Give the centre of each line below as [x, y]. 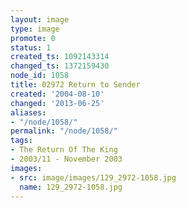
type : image [35, 29]
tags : [21, 141]
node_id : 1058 [40, 76]
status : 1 [31, 47]
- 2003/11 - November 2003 [66, 159]
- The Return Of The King [64, 150]
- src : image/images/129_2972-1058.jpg [93, 177]
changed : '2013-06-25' [57, 103]
